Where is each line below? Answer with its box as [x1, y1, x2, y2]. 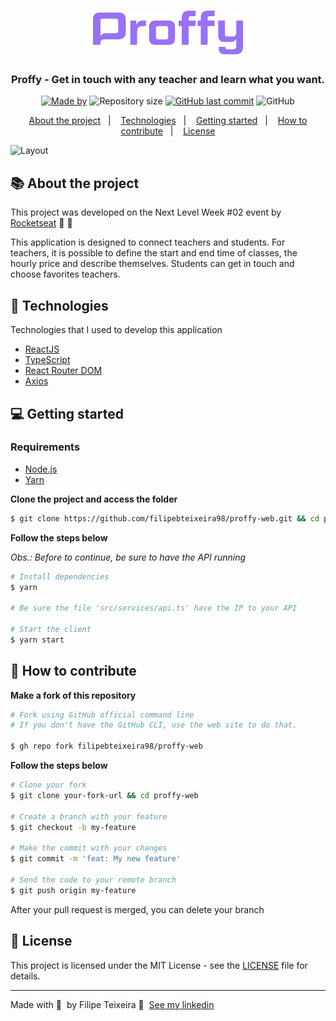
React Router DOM [24, 365, 103, 377]
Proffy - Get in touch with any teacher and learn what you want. [10, 73, 326, 87]
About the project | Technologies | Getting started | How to [28, 115, 308, 127]
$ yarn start [10, 635, 65, 645]
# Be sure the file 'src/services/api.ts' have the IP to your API [10, 603, 298, 614]
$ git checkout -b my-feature [10, 822, 137, 832]
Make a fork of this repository [10, 689, 137, 701]
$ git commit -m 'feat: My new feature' [10, 854, 182, 864]
